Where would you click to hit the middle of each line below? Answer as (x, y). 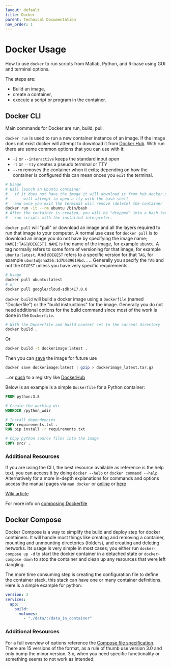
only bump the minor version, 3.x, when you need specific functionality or (83, 653)
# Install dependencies (31, 420)
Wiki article (17, 494)
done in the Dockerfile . (30, 315)
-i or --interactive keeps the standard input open (66, 159)
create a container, (32, 95)
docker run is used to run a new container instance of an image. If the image (85, 138)
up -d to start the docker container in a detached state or (83, 554)
